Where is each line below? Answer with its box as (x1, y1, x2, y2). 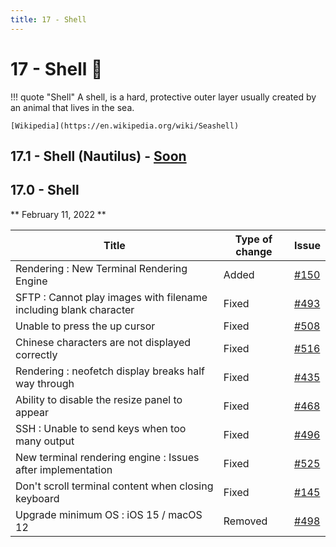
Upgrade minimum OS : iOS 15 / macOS (15, 507, 203, 521)
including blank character (15, 302, 135, 316)
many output (15, 434, 75, 448)
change (235, 244, 273, 258)
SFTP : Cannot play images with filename (15, 290, 208, 304)
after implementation (15, 462, 113, 476)
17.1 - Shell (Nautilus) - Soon (10, 147, 187, 165)
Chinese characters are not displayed (15, 335, 192, 349)
